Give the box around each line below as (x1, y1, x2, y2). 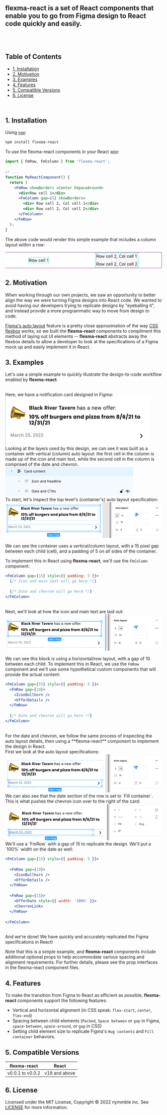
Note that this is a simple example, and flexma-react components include (5, 949, 156, 955)
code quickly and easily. (5, 19, 82, 28)
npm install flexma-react (5, 139, 59, 145)
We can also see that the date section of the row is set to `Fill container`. (5, 793, 153, 799)
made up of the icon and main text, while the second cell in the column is (5, 456, 155, 462)
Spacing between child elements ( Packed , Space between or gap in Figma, (12, 1018, 161, 1024)
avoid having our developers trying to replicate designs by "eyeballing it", (5, 302, 155, 308)
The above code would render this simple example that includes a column (5, 236, 157, 242)
